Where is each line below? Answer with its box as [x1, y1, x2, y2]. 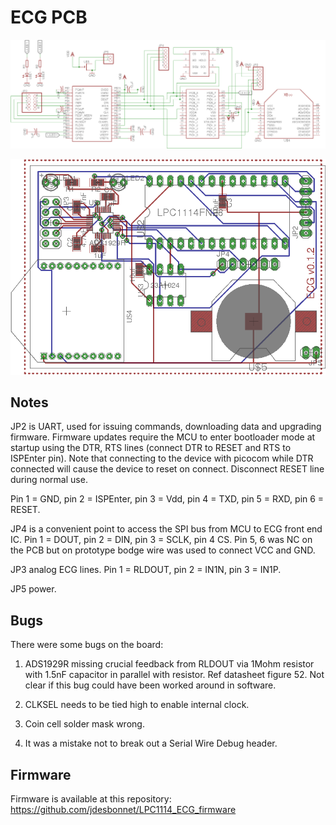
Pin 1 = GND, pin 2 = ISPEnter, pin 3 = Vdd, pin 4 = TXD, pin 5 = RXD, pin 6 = [10, 493, 325, 505]
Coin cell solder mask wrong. [24, 718, 145, 730]
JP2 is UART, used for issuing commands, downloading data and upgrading [10, 421, 322, 433]
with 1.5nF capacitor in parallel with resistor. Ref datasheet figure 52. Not [24, 669, 325, 681]
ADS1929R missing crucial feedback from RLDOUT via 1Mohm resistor [24, 658, 315, 670]
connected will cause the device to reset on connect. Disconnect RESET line [10, 463, 325, 475]
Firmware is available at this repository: [10, 792, 172, 805]
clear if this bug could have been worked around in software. [24, 679, 277, 691]
